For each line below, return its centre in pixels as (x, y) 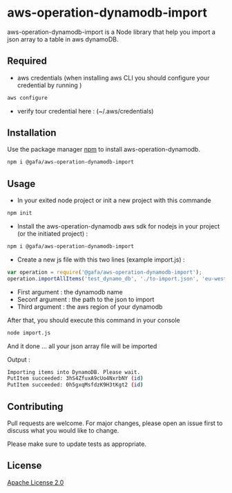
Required (27, 61)
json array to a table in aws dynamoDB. (63, 39)
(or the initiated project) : (52, 234)
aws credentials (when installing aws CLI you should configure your (113, 78)
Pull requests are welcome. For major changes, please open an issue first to (115, 423)
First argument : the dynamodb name (70, 292)
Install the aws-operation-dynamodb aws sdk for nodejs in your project (118, 226)
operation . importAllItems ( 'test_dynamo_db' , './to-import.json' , (103, 278)
